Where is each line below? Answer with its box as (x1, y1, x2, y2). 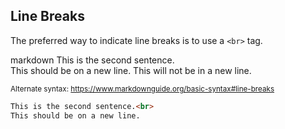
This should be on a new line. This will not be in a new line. (10, 64, 252, 76)
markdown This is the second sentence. (10, 54, 175, 66)
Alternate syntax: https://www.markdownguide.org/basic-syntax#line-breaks (10, 84, 275, 94)
